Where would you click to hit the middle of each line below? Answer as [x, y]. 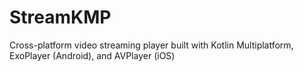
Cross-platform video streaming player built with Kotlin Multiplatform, [151, 45]
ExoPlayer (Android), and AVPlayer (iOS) [92, 55]
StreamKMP [60, 17]
